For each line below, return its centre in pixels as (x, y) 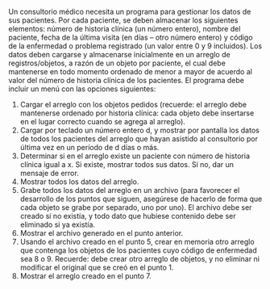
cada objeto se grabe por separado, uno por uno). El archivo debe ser (136, 207)
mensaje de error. (49, 173)
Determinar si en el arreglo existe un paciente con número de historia (135, 156)
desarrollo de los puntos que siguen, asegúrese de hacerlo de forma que (141, 199)
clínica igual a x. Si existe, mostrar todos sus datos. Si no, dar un (127, 164)
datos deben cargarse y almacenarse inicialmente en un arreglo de (120, 54)
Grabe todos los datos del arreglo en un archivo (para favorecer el (130, 190)
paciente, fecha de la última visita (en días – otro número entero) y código (131, 37)
